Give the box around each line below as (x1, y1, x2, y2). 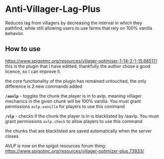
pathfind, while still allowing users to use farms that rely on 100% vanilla (5, 25, 153, 31)
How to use (5, 45, 41, 53)
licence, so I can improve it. (5, 68, 61, 74)
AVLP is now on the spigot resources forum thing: (5, 143, 107, 149)
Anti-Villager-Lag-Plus (5, 3, 101, 15)
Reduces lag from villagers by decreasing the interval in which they (5, 20, 143, 26)
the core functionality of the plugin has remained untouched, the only (5, 78, 147, 84)
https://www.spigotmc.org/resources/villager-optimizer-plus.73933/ (5, 148, 145, 154)
